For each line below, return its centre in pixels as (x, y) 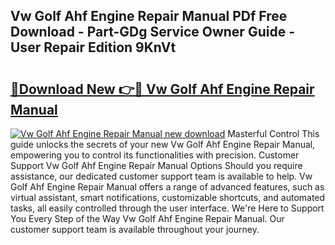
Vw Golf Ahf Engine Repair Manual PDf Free (149, 16)
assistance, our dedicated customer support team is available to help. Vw (161, 176)
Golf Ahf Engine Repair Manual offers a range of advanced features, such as (167, 187)
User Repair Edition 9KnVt (93, 47)
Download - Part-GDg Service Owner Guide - (152, 32)
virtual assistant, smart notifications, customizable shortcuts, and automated (168, 197)
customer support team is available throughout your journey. (135, 229)
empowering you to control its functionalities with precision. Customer (155, 155)
